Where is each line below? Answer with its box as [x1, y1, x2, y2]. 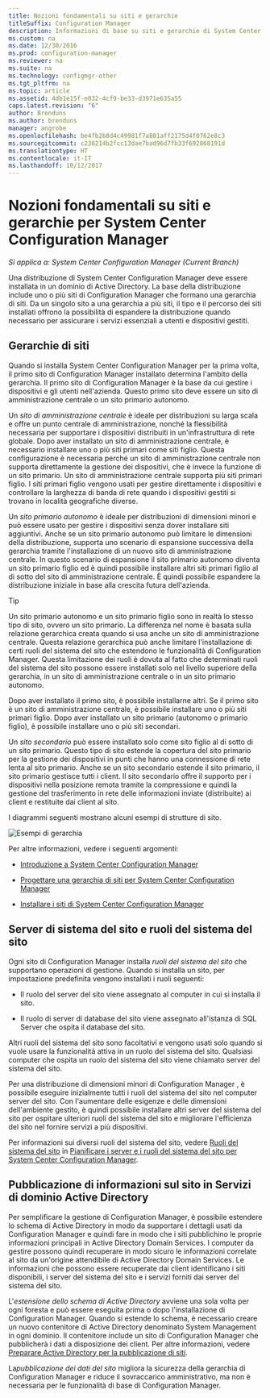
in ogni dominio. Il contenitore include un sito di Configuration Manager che [8, 1330, 259, 1340]
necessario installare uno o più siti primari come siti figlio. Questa [8, 444, 225, 454]
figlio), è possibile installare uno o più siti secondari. [8, 721, 181, 730]
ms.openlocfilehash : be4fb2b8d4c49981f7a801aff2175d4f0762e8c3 [8, 131, 226, 139]
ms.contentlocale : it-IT [8, 154, 92, 162]
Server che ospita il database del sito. [19, 1021, 146, 1032]
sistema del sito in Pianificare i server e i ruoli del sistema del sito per [8, 1146, 238, 1155]
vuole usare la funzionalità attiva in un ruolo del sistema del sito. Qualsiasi [8, 1046, 253, 1056]
